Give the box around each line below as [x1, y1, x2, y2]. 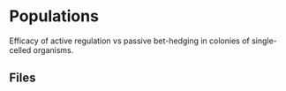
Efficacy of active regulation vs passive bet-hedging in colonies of [9, 35, 250, 46]
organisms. [33, 44, 74, 55]
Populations [9, 6, 100, 27]
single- [251, 35, 278, 46]
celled [9, 44, 32, 55]
